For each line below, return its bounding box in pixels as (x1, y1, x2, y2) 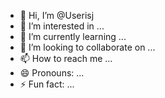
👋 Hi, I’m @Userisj (19, 10, 95, 21)
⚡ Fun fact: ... (19, 78, 75, 90)
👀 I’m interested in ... (19, 20, 105, 32)
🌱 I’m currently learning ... (19, 31, 127, 42)
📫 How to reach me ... (19, 53, 113, 64)
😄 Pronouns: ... (19, 67, 85, 79)
